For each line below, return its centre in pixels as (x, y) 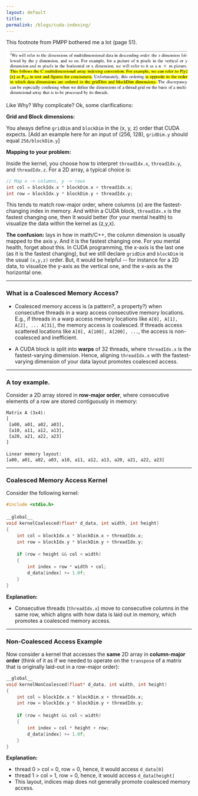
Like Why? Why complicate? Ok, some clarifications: (70, 105)
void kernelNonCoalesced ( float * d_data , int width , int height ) (87, 684)
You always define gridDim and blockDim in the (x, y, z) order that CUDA (93, 128)
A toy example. (28, 382)
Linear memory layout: (34, 454)
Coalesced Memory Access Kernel (57, 480)
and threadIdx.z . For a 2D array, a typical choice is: (69, 169)
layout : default (26, 12)
